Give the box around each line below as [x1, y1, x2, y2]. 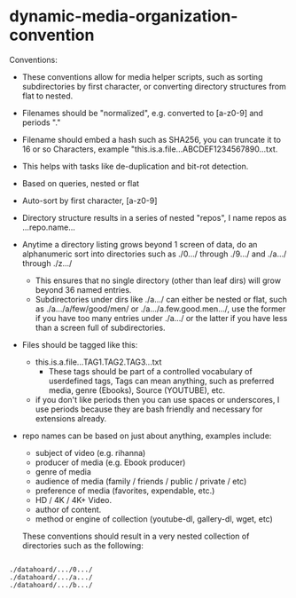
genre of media [35, 466, 91, 476]
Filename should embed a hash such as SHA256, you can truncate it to [21, 134, 282, 145]
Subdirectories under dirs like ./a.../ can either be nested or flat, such [35, 294, 288, 304]
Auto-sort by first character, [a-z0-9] [21, 195, 158, 206]
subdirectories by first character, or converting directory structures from [21, 81, 286, 91]
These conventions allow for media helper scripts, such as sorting [21, 71, 263, 82]
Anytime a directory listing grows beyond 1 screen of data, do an [21, 239, 258, 249]
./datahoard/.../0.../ [9, 565, 93, 574]
